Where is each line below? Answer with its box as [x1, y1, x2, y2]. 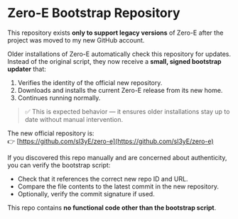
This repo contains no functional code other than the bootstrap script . [7, 203, 217, 212]
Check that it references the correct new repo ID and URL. [17, 174, 188, 183]
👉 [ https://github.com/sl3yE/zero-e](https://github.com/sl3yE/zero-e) [7, 137, 215, 145]
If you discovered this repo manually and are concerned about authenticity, [7, 153, 227, 162]
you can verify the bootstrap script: [7, 161, 111, 169]
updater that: [7, 64, 46, 73]
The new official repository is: [7, 129, 94, 137]
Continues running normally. [17, 94, 101, 102]
